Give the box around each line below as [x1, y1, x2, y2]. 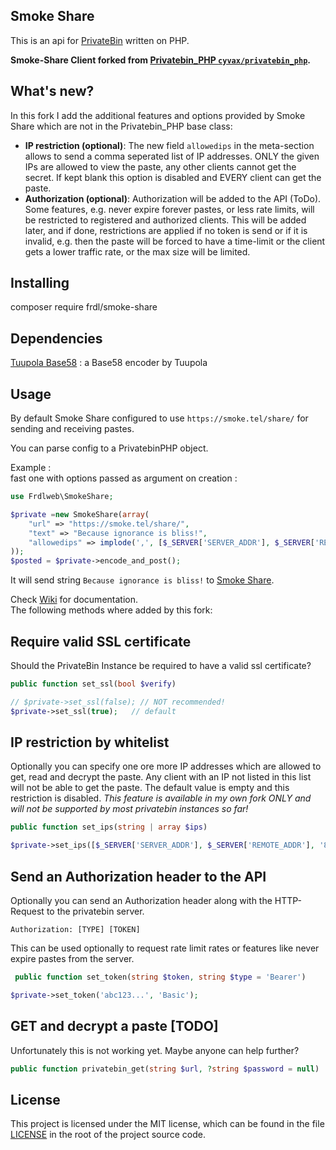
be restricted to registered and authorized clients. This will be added [24, 214, 307, 226]
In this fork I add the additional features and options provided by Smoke [10, 109, 306, 121]
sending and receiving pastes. [10, 423, 135, 435]
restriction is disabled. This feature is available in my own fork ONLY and [10, 792, 312, 804]
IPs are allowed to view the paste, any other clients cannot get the [24, 160, 297, 173]
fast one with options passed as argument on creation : [10, 472, 238, 484]
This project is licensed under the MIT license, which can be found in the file [10, 1118, 325, 1130]
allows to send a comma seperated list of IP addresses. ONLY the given [24, 150, 320, 162]
